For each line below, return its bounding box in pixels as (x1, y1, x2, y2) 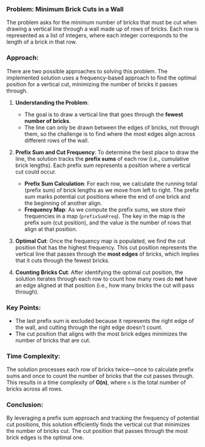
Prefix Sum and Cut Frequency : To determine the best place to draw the (15, 149, 199, 156)
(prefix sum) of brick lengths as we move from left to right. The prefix (24, 186, 199, 194)
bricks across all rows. (6, 385, 63, 393)
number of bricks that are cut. (15, 336, 91, 344)
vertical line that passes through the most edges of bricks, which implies (15, 250, 199, 257)
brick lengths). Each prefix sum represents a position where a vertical (15, 161, 191, 169)
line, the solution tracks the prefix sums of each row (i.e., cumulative (15, 155, 190, 162)
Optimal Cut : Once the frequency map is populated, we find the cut (15, 237, 185, 245)
